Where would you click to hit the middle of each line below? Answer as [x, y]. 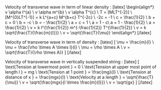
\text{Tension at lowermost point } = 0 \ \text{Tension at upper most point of [81, 67]
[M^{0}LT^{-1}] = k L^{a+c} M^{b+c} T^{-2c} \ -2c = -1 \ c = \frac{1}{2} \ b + [80, 17]
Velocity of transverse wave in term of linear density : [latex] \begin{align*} [80, 7]
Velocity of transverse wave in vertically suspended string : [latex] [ [72, 62]
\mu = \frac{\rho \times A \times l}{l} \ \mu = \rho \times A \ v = [68, 47]
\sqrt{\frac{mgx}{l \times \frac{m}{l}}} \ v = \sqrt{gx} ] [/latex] [91, 82]
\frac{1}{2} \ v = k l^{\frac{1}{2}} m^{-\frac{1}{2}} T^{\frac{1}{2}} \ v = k [76, 28]
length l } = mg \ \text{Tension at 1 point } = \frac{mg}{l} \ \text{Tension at [78, 72]
